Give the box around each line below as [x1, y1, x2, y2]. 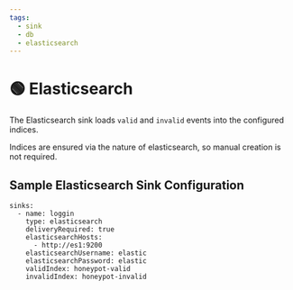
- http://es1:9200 [32, 240, 103, 249]
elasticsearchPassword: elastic [25, 257, 147, 266]
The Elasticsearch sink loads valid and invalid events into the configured [9, 114, 285, 126]
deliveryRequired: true [25, 225, 115, 234]
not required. [9, 151, 58, 162]
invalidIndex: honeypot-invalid [25, 272, 147, 281]
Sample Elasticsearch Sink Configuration [9, 177, 245, 193]
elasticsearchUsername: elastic [25, 249, 147, 258]
